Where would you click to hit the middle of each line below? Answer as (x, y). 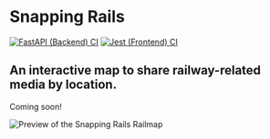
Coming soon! (36, 106)
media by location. (63, 85)
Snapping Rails (67, 17)
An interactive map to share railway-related (135, 70)
